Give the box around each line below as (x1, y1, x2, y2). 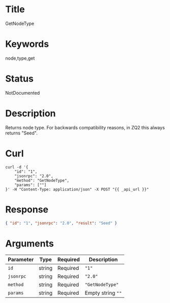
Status (5, 73, 34, 85)
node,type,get (5, 55, 35, 61)
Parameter (8, 256, 34, 263)
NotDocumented (5, 90, 40, 96)
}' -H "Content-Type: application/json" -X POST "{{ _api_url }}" (5, 187, 149, 192)
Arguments (5, 238, 54, 249)
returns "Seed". (5, 130, 38, 136)
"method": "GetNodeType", (14, 178, 70, 183)
